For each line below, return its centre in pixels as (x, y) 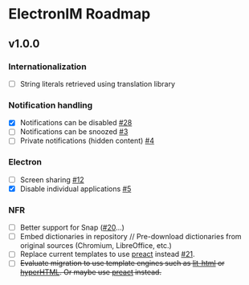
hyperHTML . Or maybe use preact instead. (91, 272)
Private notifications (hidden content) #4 (87, 140)
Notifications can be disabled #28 (76, 123)
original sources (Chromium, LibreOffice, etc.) (96, 246)
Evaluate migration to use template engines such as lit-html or (122, 263)
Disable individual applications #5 (76, 189)
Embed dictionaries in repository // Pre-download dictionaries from (131, 237)
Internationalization (47, 67)
